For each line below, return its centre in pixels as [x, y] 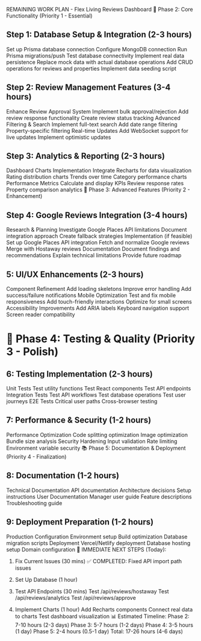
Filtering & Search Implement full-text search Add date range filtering [92, 124]
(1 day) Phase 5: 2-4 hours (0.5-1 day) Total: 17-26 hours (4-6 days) [99, 631]
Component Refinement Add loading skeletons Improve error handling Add [99, 289]
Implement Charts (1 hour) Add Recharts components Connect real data [104, 609]
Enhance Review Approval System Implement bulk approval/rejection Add [97, 111]
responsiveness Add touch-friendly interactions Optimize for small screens [99, 302]
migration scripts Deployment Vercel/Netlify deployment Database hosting [98, 543]
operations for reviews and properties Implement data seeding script [91, 68]
